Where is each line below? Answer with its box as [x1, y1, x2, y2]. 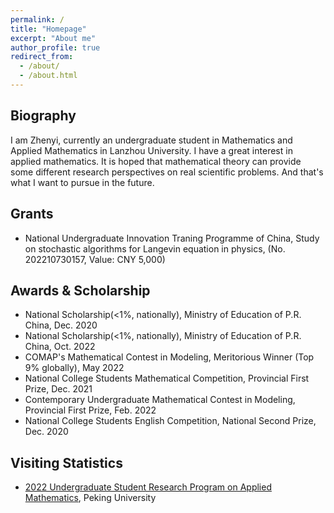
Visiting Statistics [10, 454, 123, 471]
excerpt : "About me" [10, 33, 97, 43]
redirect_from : [10, 52, 74, 62]
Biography [10, 107, 77, 125]
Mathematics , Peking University [24, 492, 157, 504]
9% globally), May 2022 [24, 362, 125, 374]
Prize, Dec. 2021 [24, 383, 93, 395]
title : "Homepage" [10, 24, 87, 34]
